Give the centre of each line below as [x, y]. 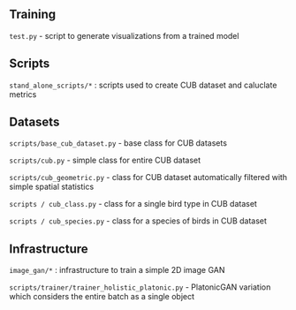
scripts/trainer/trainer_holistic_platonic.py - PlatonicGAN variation [140, 287]
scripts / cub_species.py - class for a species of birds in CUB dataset [138, 221]
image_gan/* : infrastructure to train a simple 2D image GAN [117, 270]
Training [33, 15]
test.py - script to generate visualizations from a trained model [124, 35]
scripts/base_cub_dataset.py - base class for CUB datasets [118, 143]
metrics [23, 94]
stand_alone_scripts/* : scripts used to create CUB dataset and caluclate [143, 85]
